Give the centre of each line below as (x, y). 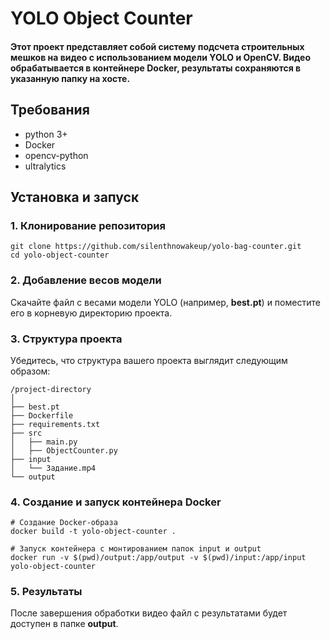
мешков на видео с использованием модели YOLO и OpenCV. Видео (160, 57)
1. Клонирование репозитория (88, 225)
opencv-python (56, 155)
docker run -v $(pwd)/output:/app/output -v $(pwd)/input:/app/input (158, 558)
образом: (30, 371)
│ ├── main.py (44, 442)
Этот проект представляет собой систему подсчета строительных (157, 46)
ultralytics (45, 166)
